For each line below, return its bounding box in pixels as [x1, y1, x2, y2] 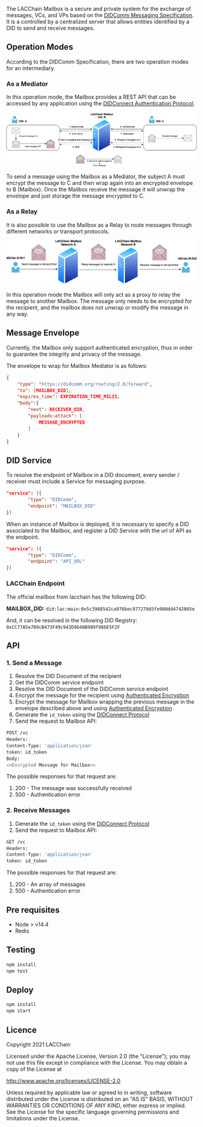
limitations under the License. [6, 1114, 80, 1122]
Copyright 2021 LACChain [6, 1040, 71, 1048]
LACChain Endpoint [6, 579, 65, 588]
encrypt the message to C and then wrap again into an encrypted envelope [6, 179, 193, 187]
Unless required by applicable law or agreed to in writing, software [6, 1089, 172, 1096]
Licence [6, 1025, 37, 1035]
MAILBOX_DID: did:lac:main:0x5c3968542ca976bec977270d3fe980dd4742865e [6, 605, 195, 612]
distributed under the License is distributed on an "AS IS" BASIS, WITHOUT [6, 1095, 193, 1102]
